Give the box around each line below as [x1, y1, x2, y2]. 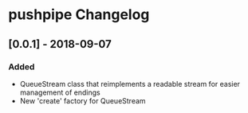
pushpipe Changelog [8, 6, 150, 24]
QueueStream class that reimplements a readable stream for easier [19, 79, 241, 88]
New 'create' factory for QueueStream [19, 95, 146, 105]
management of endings [19, 88, 101, 97]
